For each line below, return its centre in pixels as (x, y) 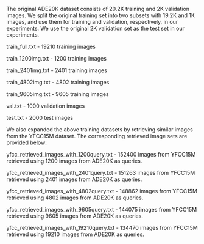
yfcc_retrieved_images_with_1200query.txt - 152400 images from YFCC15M (101, 154)
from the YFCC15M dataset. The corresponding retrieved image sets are (97, 136)
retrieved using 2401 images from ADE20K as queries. (74, 179)
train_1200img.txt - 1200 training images (56, 58)
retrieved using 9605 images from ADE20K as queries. (75, 216)
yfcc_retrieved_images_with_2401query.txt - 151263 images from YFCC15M (101, 173)
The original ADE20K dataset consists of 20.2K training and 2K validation (98, 9)
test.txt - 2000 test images (40, 118)
